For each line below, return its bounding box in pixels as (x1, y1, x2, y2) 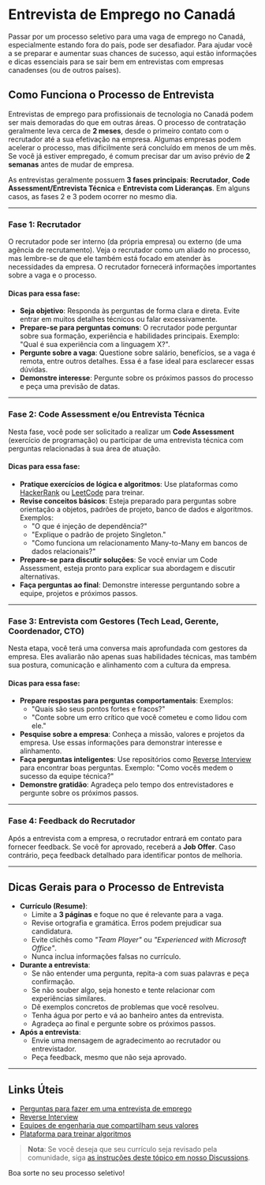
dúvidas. (19, 365, 48, 375)
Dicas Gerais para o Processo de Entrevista (8, 880, 225, 894)
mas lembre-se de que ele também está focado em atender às (8, 254, 211, 263)
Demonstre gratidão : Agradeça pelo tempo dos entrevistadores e (19, 780, 234, 790)
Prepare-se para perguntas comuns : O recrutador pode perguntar (19, 323, 237, 333)
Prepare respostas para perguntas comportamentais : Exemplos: (19, 696, 234, 705)
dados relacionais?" (31, 546, 96, 556)
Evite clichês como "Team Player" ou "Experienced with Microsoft (31, 935, 247, 945)
